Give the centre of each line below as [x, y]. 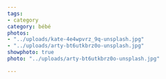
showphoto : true [31, 53]
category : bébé [29, 26]
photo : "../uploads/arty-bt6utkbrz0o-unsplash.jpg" [83, 59]
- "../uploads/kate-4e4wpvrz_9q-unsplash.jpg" [76, 39]
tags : [15, 14]
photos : [18, 33]
